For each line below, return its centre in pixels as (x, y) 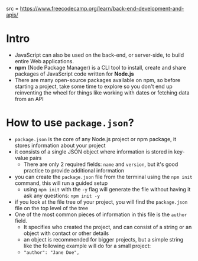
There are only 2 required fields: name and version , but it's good (101, 164)
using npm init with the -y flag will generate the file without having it (107, 189)
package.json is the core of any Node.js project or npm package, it (95, 139)
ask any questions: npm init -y (62, 195)
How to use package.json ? (70, 123)
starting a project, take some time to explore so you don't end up (93, 86)
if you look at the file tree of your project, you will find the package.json (101, 202)
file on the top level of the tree (51, 208)
